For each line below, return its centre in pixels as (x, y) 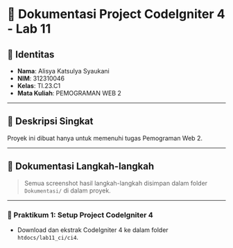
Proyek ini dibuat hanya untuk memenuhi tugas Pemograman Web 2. (105, 138)
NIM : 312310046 (41, 78)
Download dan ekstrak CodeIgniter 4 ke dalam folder (93, 230)
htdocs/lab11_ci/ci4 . (48, 237)
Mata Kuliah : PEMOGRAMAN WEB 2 (69, 93)
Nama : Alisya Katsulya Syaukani (63, 71)
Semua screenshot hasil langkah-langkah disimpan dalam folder (116, 183)
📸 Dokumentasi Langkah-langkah (81, 167)
